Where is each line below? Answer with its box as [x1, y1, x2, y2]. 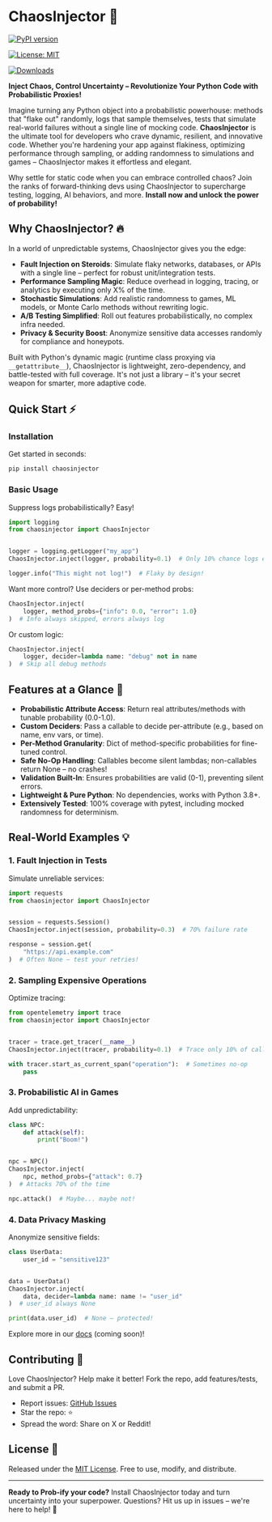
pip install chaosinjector [8, 465, 100, 473]
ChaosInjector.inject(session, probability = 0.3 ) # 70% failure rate [8, 926, 249, 934]
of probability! [8, 198, 58, 208]
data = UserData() [8, 1277, 70, 1286]
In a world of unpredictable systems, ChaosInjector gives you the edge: [8, 243, 247, 253]
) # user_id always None [8, 1299, 96, 1308]
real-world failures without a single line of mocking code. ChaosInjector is [8, 122, 257, 132]
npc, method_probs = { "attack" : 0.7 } [23, 1173, 143, 1181]
